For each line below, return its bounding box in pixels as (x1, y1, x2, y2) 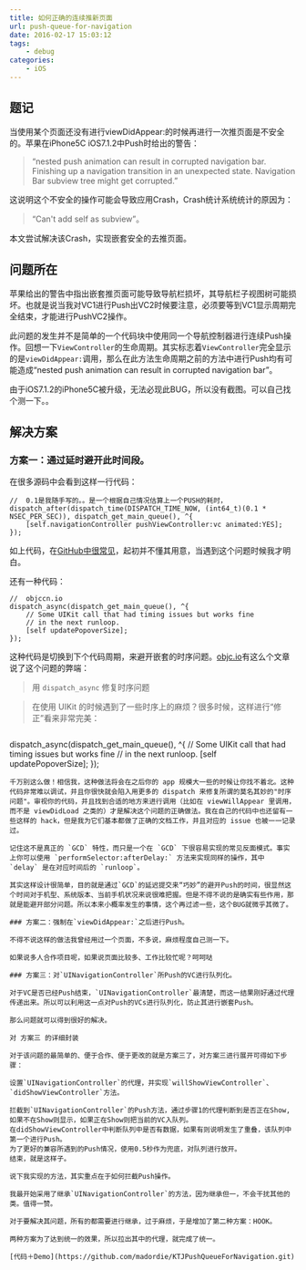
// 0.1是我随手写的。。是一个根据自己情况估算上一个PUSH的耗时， (9, 496, 228, 506)
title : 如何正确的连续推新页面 (9, 13, 113, 23)
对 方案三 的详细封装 (9, 1034, 79, 1043)
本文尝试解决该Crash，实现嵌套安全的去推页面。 (9, 232, 192, 243)
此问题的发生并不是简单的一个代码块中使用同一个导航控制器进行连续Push (9, 330, 284, 341)
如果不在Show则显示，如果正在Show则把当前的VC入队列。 (9, 1116, 193, 1125)
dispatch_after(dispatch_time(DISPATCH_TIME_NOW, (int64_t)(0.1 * (9, 504, 267, 513)
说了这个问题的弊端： (9, 663, 89, 674)
